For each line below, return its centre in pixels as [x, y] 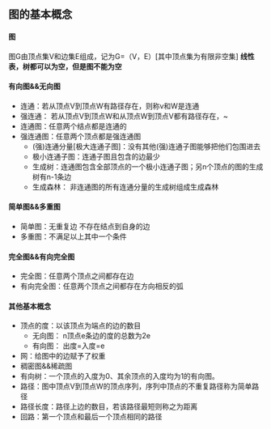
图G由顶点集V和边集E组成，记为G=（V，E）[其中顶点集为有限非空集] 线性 [131, 56]
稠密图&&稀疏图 [46, 366]
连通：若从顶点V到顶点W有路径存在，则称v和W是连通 [110, 106]
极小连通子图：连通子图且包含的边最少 [96, 156]
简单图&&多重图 [34, 207]
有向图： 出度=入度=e [68, 346]
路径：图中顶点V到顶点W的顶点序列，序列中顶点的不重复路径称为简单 [136, 386]
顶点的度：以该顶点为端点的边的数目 [80, 325]
